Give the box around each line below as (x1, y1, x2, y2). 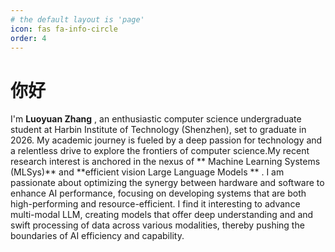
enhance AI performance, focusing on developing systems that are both (10, 187, 307, 200)
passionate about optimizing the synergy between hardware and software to (10, 177, 325, 189)
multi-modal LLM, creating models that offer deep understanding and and (10, 209, 314, 221)
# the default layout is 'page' (10, 14, 145, 25)
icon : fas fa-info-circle (10, 24, 118, 34)
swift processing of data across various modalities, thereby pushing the (10, 219, 305, 231)
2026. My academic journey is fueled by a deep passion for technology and (10, 134, 323, 146)
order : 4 (10, 33, 47, 43)
